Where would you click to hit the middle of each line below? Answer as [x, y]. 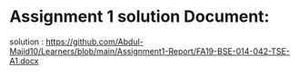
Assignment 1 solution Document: [140, 17]
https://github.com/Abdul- [95, 42]
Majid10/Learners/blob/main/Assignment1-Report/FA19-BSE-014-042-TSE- [150, 51]
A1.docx [24, 61]
